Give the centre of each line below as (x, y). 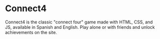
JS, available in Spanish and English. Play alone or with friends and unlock (80, 27)
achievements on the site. (31, 32)
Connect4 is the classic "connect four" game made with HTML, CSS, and (79, 22)
